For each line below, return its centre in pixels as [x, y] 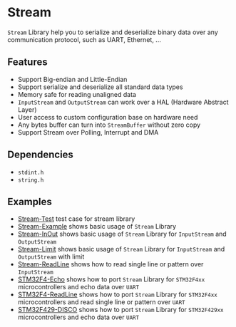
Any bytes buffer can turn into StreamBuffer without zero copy [109, 125]
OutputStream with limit [51, 256]
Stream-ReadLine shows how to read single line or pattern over [111, 264]
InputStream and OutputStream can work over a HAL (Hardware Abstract [123, 102]
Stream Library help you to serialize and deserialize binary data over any [113, 32]
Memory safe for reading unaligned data [77, 94]
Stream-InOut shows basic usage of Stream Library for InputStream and [122, 234]
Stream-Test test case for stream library [76, 219]
